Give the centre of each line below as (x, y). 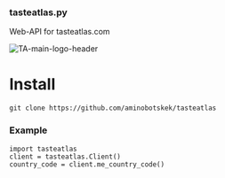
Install (32, 85)
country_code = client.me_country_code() (87, 164)
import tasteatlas (43, 149)
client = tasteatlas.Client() (65, 157)
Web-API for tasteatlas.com (60, 32)
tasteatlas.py (39, 12)
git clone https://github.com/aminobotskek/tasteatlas (113, 108)
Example (28, 130)
